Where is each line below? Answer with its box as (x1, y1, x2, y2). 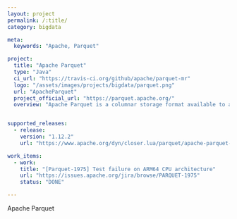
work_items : (7, 152, 42, 159)
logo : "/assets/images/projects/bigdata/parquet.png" (13, 82, 175, 89)
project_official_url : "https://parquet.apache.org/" (13, 94, 175, 102)
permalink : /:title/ (7, 17, 68, 24)
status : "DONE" (20, 179, 65, 186)
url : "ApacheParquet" (13, 88, 78, 95)
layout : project (7, 10, 55, 18)
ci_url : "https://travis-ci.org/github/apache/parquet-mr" (13, 75, 191, 82)
